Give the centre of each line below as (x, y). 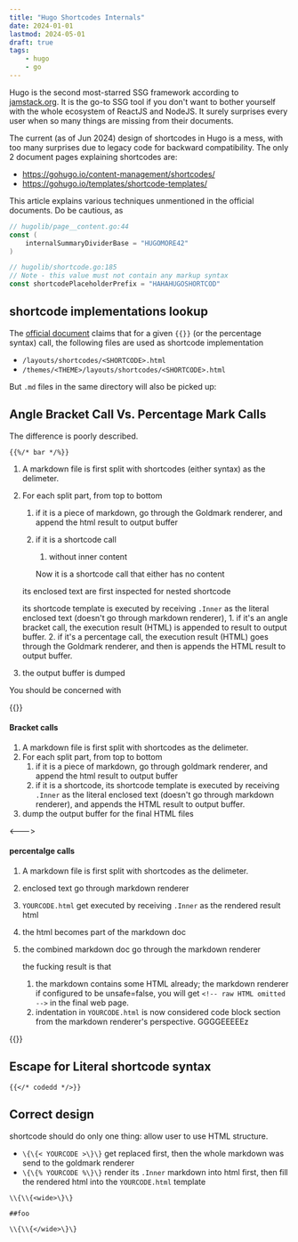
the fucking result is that (67, 967)
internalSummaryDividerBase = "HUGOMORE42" (107, 243)
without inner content (88, 556)
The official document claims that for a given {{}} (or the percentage (136, 333)
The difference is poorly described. (74, 436)
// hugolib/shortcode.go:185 (63, 268)
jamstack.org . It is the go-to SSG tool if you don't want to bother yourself (142, 101)
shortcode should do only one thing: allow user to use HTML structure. (139, 1136)
